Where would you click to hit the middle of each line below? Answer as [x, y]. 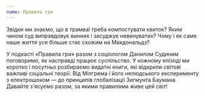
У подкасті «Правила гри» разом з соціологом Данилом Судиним [92, 54]
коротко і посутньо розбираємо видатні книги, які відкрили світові [94, 67]
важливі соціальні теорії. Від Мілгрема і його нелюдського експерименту [102, 73]
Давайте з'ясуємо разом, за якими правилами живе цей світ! [87, 86]
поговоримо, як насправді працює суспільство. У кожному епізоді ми [98, 60]
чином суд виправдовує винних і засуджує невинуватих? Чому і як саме [102, 36]
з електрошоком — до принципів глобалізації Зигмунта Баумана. [92, 80]
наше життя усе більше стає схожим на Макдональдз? [78, 42]
